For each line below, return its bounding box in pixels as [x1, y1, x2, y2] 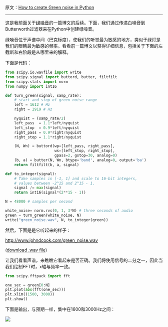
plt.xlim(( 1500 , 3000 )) [5, 292, 55, 297]
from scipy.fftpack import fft [5, 273, 70, 278]
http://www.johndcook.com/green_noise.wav [5, 237, 98, 243]
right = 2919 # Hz [14, 107, 52, 112]
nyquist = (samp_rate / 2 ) [14, 116, 66, 121]
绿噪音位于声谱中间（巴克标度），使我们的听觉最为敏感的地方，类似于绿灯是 [5, 37, 161, 43]
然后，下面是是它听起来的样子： [5, 227, 71, 233]
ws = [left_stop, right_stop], [54, 148, 115, 153]
